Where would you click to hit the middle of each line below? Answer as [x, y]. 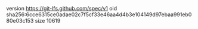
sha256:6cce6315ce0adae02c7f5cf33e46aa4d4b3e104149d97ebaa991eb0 [99, 14]
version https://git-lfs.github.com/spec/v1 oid [62, 8]
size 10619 [48, 21]
